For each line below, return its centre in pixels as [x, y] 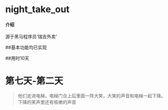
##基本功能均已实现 [26, 47]
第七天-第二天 [34, 81]
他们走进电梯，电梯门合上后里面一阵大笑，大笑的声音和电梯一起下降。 [92, 96]
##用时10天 [17, 58]
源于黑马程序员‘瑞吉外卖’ [31, 37]
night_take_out [38, 9]
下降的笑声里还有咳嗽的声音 [47, 102]
